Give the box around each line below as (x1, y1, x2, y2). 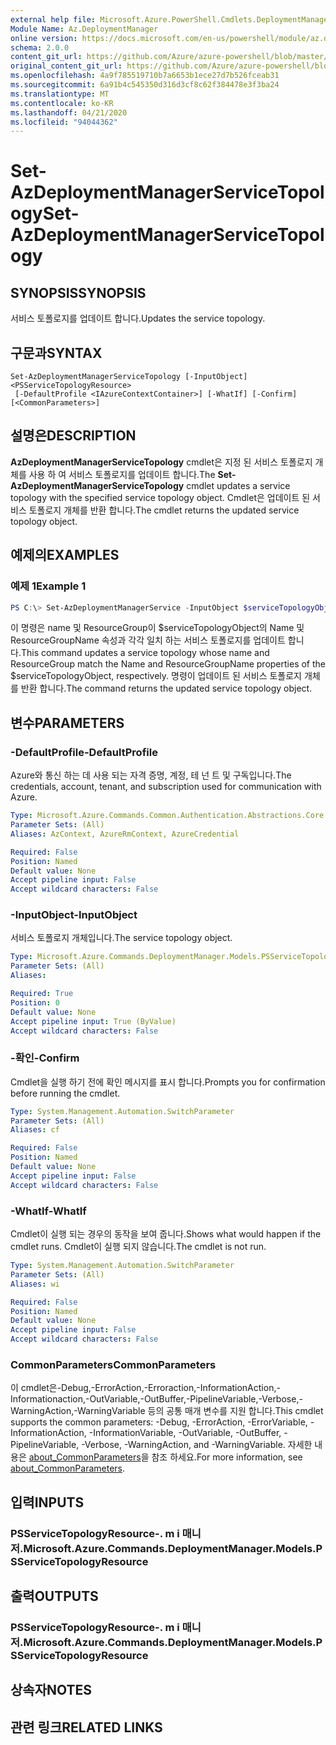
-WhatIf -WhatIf (10, 1204, 87, 1218)
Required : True (10, 989, 74, 999)
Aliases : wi (10, 1279, 60, 1289)
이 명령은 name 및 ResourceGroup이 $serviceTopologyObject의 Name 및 (10, 622, 305, 634)
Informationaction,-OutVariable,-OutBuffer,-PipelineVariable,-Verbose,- (10, 1393, 303, 1405)
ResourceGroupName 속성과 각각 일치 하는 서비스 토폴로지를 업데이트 (10, 634, 286, 646)
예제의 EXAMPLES (10, 547, 120, 564)
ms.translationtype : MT (10, 89, 110, 99)
